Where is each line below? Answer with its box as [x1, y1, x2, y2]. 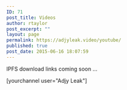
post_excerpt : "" [6, 26, 51, 32]
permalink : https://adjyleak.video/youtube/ [6, 37, 122, 43]
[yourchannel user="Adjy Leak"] [6, 77, 87, 84]
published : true [6, 43, 48, 49]
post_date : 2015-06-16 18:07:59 [6, 49, 89, 55]
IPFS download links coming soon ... [6, 65, 98, 72]
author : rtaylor [6, 20, 48, 26]
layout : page [6, 32, 40, 38]
